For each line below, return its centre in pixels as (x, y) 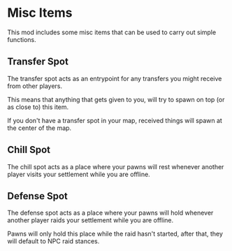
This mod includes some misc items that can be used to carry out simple (112, 32)
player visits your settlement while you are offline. (79, 174)
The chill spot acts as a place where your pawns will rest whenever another (116, 166)
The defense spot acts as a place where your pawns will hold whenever (110, 213)
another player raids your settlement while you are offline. (90, 220)
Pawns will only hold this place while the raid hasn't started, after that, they (115, 234)
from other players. (35, 86)
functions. (22, 39)
